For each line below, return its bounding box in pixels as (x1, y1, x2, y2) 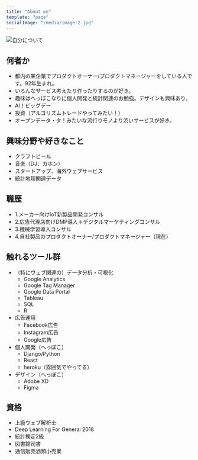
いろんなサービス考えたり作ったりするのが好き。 (14, 87, 134, 95)
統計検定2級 (14, 433, 44, 440)
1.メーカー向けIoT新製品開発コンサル (14, 211, 104, 218)
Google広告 (23, 336, 52, 343)
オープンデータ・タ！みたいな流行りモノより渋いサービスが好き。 (14, 117, 175, 124)
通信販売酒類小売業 (14, 448, 62, 455)
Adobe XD (23, 377, 49, 385)
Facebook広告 (23, 321, 59, 329)
